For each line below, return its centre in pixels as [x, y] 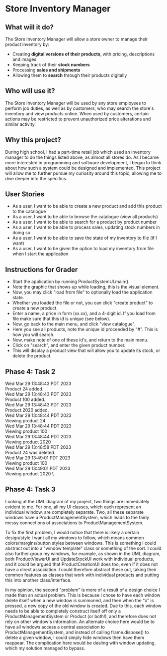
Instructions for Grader [42, 269]
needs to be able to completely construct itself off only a [63, 611]
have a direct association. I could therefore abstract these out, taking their [81, 569]
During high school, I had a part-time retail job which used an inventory [78, 152]
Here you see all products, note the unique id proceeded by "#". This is [85, 329]
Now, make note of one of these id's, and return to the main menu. [80, 340]
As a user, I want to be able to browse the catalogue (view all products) [85, 217]
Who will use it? [30, 91]
